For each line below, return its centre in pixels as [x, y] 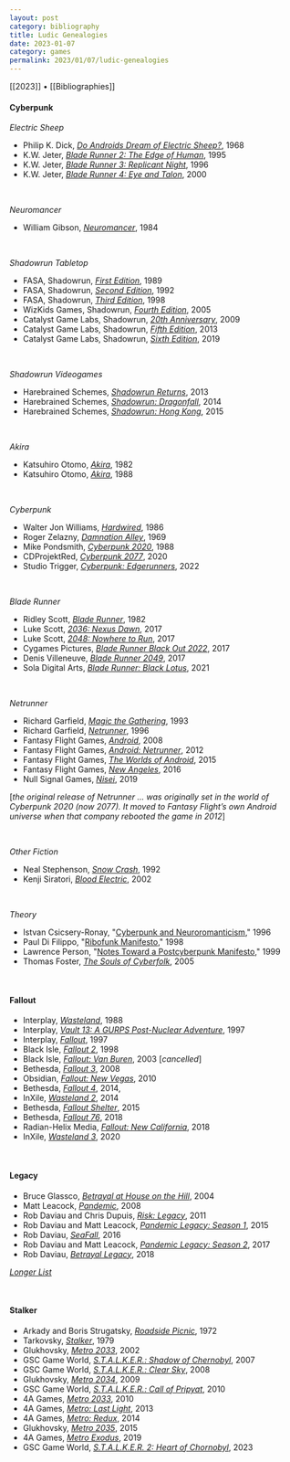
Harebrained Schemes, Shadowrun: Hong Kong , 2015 [123, 411]
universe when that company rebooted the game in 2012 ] [118, 816]
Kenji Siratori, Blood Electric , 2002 [87, 879]
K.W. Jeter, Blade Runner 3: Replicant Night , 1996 [115, 164]
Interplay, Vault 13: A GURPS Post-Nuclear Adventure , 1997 [134, 1030]
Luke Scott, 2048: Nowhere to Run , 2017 [98, 639]
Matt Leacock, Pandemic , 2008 [82, 1205]
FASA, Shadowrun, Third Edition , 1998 [94, 300]
